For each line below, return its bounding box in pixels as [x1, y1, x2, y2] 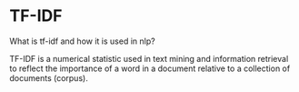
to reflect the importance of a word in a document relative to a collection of [9, 63, 291, 74]
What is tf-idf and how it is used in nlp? [9, 36, 156, 46]
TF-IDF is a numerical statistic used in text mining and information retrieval [9, 53, 289, 64]
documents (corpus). [9, 72, 88, 83]
